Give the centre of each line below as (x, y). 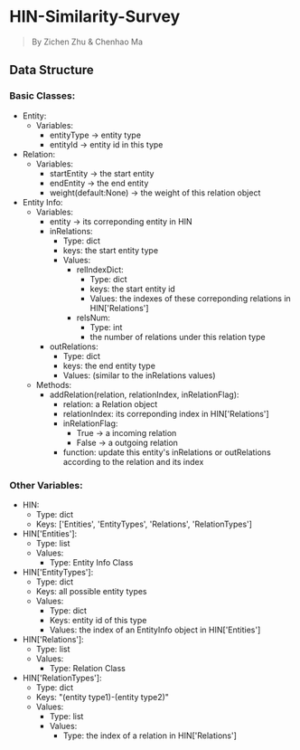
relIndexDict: (100, 270)
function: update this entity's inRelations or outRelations (167, 452)
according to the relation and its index (133, 461)
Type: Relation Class (88, 668)
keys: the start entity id (133, 289)
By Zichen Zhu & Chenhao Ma (87, 42)
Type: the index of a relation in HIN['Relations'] (150, 736)
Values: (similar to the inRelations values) (139, 375)
